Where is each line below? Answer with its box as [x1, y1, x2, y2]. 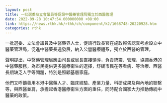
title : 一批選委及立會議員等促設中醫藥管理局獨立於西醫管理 [5, 12, 113, 17]
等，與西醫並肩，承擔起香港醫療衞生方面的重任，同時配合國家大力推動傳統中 [5, 86, 162, 92]
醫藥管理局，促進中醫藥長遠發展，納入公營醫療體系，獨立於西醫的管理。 [5, 46, 153, 52]
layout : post [5, 7, 32, 12]
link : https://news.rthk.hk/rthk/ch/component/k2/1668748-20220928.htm [5, 21, 157, 26]
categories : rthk [5, 26, 41, 31]
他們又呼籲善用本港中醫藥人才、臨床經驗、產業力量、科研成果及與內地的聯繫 [5, 80, 162, 86]
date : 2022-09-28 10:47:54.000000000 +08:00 [5, 16, 99, 21]
